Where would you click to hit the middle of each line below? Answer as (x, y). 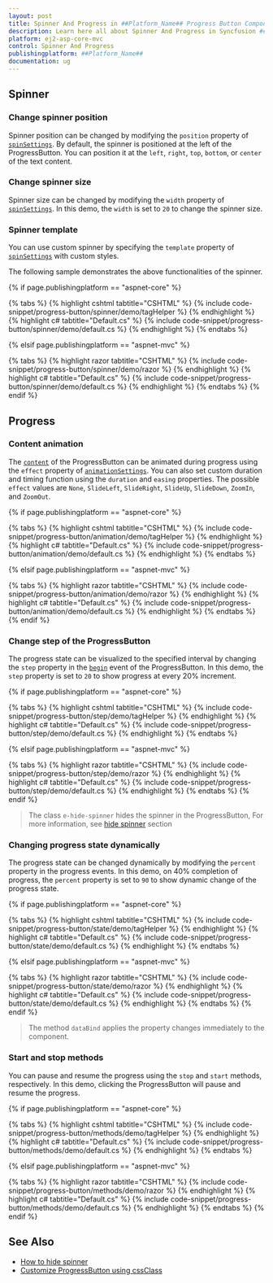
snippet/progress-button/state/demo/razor (80, 986)
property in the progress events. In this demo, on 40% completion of (123, 871)
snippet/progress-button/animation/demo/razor (88, 594)
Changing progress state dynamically (84, 845)
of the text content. (41, 161)
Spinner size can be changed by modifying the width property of (117, 199)
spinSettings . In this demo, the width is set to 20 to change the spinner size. (135, 208)
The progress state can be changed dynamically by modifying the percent (132, 862)
